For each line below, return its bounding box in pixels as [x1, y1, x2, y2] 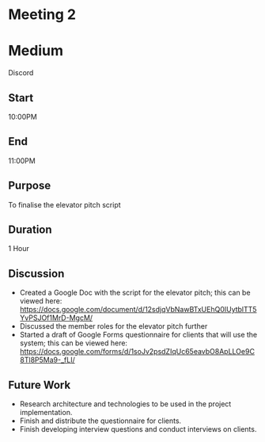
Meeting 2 [8, 6, 77, 24]
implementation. [19, 408, 73, 417]
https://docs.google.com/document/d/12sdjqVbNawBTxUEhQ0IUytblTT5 [19, 305, 257, 314]
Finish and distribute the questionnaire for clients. [19, 416, 182, 425]
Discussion [8, 267, 65, 280]
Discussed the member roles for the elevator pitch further [19, 322, 208, 331]
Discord [8, 68, 34, 78]
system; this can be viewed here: [19, 338, 128, 348]
